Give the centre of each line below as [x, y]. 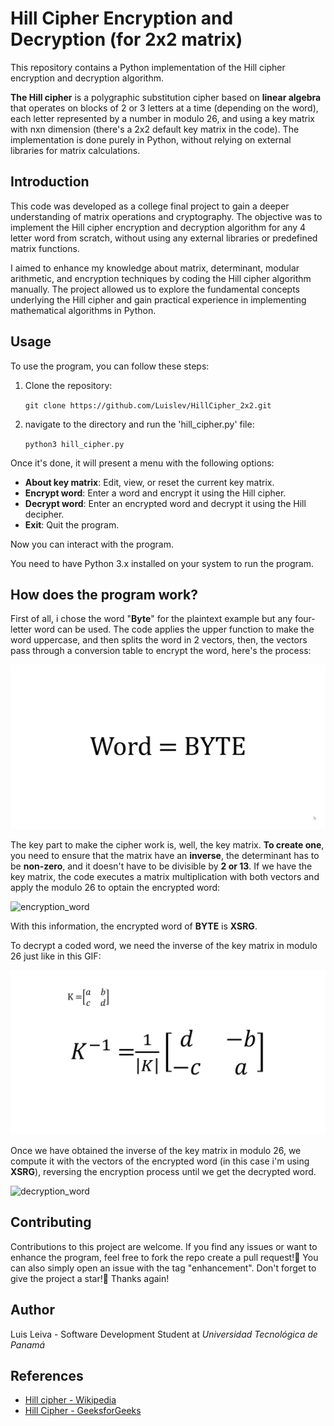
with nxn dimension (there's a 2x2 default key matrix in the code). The [155, 129]
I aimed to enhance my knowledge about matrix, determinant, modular [155, 268]
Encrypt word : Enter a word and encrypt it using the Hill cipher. [155, 493]
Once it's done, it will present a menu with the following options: [142, 463]
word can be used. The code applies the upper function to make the [174, 629]
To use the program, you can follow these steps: [110, 366]
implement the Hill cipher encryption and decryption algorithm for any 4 [158, 227]
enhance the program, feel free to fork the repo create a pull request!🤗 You [164, 1257]
